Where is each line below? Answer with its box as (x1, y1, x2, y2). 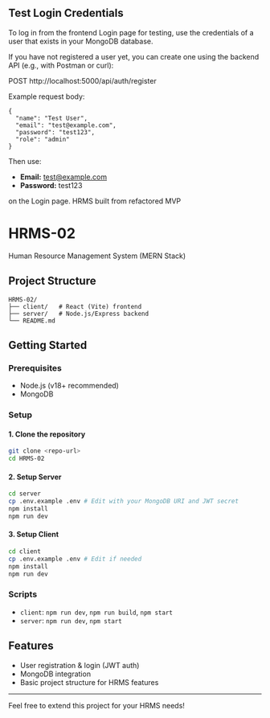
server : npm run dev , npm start (19, 615, 122, 626)
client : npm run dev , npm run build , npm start (19, 607, 173, 617)
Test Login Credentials (8, 6, 125, 20)
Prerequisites (8, 362, 62, 373)
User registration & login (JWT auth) (19, 660, 140, 670)
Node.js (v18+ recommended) (19, 381, 119, 391)
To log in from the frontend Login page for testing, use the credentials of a (8, 27, 255, 37)
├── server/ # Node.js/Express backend (8, 310, 149, 318)
